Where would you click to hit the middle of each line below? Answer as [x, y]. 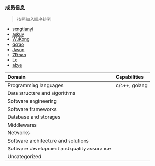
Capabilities [130, 77]
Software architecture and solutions [48, 141]
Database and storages [34, 117]
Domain [17, 77]
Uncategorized [25, 157]
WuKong [21, 39]
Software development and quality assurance [59, 148]
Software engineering [32, 101]
